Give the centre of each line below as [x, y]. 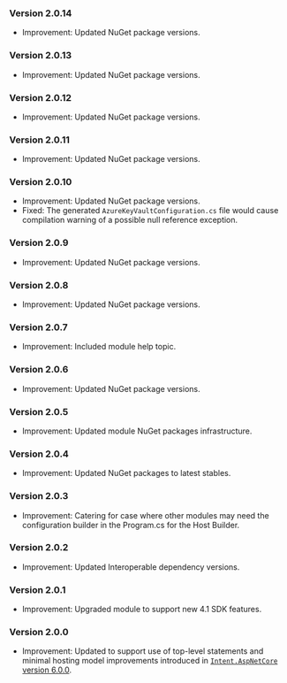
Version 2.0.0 [39, 633]
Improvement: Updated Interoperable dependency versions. [131, 567]
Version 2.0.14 [41, 13]
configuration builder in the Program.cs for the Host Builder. [131, 525]
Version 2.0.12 [41, 97]
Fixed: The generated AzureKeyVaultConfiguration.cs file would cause [150, 211]
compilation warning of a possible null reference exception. [130, 220]
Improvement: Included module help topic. [99, 347]
